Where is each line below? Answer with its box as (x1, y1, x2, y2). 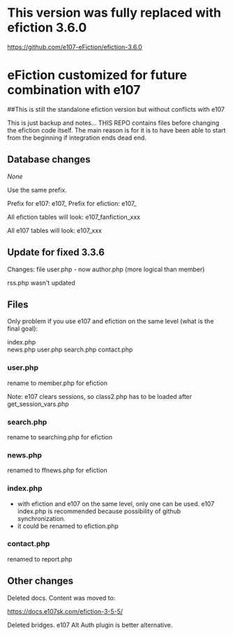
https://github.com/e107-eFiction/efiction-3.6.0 (7, 43, 143, 51)
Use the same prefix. (7, 185, 68, 194)
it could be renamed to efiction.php (17, 522, 119, 530)
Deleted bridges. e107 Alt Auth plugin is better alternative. (7, 621, 173, 629)
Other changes (7, 575, 74, 587)
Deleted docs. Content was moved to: (7, 593, 116, 602)
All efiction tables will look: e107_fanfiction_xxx (7, 213, 141, 221)
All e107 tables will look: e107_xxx (7, 226, 103, 234)
